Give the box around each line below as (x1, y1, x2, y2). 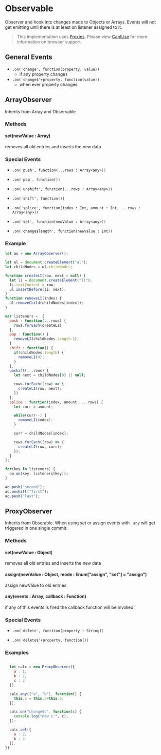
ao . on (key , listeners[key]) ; (9, 471, 69, 476)
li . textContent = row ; (9, 282, 55, 287)
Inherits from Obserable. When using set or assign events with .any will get (5, 520, 156, 526)
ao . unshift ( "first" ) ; (5, 489, 49, 494)
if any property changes (19, 71, 68, 77)
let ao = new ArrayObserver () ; (5, 251, 69, 256)
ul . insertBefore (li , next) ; (9, 287, 67, 292)
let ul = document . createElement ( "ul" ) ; (5, 260, 89, 265)
